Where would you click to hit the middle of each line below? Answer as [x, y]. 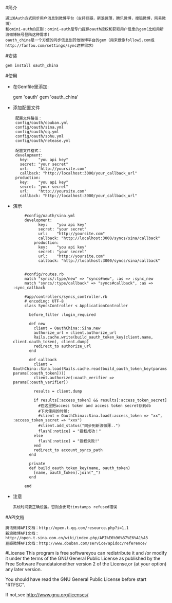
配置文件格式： [29, 151]
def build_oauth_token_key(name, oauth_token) [80, 468]
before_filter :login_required [62, 315]
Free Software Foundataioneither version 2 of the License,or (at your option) [86, 564]
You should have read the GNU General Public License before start [76, 579]
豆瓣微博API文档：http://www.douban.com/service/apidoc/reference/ [76, 543]
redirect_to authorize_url [62, 346]
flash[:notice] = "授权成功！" [70, 431]
